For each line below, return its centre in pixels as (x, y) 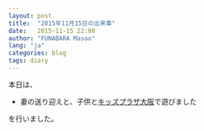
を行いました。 (33, 118)
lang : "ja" (27, 46)
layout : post (30, 16)
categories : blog (37, 53)
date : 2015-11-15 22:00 (52, 31)
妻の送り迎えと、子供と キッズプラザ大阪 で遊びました (108, 101)
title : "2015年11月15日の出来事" (62, 23)
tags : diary (28, 61)
